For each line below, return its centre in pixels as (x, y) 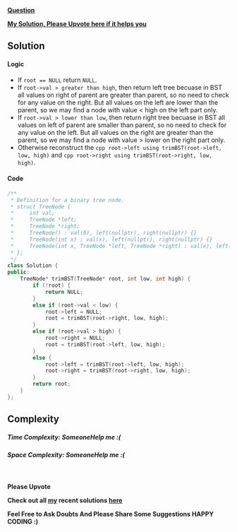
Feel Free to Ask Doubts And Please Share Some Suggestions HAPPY (110, 514)
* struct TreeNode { (41, 207)
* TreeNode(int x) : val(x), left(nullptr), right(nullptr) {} (111, 240)
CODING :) (23, 521)
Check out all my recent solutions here (65, 500)
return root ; (52, 384)
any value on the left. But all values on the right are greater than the (115, 132)
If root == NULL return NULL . (57, 80)
